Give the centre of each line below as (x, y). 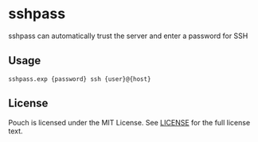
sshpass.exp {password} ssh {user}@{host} (80, 79)
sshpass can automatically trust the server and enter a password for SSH (128, 36)
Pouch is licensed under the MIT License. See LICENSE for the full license (129, 122)
